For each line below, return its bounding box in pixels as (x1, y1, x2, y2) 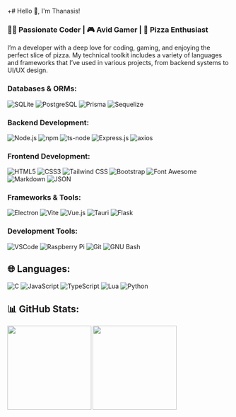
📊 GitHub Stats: (7, 303, 80, 315)
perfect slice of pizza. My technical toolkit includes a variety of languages (7, 51, 223, 59)
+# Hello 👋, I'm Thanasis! (7, 7, 81, 15)
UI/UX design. (7, 66, 48, 74)
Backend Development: (7, 118, 90, 127)
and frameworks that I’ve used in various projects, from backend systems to (7, 59, 229, 67)
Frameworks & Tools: (7, 193, 81, 202)
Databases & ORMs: (7, 84, 77, 93)
